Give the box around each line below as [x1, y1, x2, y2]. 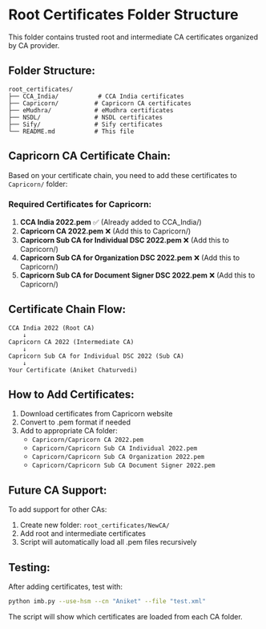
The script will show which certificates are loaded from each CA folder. [8, 611, 243, 621]
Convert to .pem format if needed [19, 417, 131, 427]
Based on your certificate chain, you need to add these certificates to [8, 170, 238, 180]
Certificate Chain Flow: [8, 302, 127, 316]
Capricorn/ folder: [8, 179, 68, 189]
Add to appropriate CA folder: [19, 426, 118, 436]
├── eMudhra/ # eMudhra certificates [8, 106, 174, 114]
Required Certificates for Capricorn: [8, 199, 152, 210]
